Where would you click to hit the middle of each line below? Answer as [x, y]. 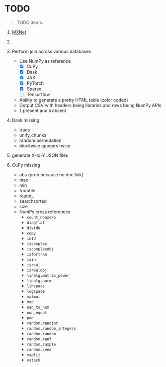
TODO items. [30, 22]
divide [34, 228]
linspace [36, 286]
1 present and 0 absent [43, 111]
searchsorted [33, 201]
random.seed [39, 350]
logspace [36, 292]
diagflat [36, 223]
